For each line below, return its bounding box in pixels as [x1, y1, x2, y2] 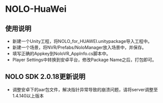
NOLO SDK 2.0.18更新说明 [5, 72, 86, 81]
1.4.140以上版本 [12, 93, 44, 99]
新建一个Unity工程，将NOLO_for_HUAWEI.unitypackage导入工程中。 [12, 38, 153, 44]
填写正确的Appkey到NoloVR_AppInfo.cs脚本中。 [12, 51, 111, 56]
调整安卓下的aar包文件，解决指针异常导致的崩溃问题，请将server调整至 [12, 86, 158, 92]
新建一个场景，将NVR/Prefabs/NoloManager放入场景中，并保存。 [12, 44, 147, 50]
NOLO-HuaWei [5, 3, 67, 15]
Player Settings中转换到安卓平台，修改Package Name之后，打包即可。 [12, 57, 157, 63]
